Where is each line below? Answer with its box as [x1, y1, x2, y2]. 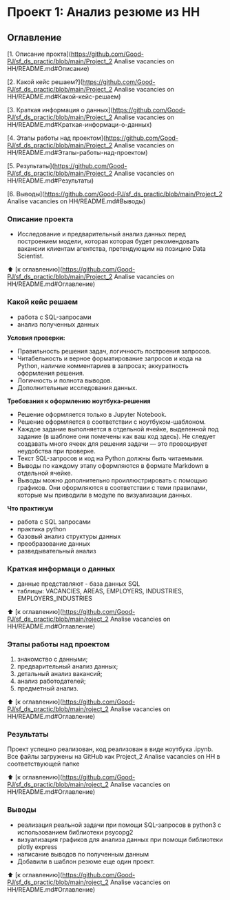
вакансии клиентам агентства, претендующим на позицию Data [17, 245, 207, 253]
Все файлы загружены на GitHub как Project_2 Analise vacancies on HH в [7, 753, 220, 761]
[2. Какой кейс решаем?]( [7, 78, 83, 86]
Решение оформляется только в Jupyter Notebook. [17, 410, 167, 418]
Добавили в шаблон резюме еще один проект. [17, 857, 155, 866]
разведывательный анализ [17, 546, 96, 555]
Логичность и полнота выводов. [17, 376, 112, 385]
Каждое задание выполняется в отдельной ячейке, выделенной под [17, 425, 219, 433]
